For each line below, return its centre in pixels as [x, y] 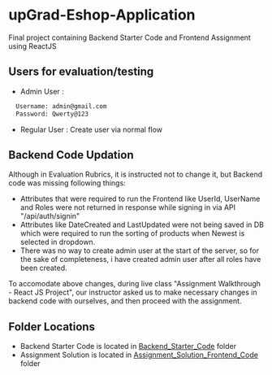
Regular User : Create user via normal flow [91, 129]
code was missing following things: [67, 183]
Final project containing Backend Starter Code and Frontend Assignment [130, 37]
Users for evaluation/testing [81, 72]
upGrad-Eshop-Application [102, 15]
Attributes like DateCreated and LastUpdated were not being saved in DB [142, 225]
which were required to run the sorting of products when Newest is [132, 233]
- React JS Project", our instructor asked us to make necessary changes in [133, 292]
